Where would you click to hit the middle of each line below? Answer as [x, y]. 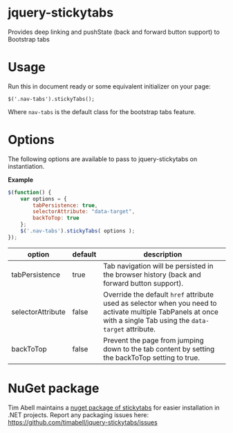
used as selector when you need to [160, 303]
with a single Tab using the [147, 320]
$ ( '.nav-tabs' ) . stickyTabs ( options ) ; [78, 231]
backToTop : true [56, 218]
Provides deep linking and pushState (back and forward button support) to [114, 32]
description [163, 254]
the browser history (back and [152, 275]
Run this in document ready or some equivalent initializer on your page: [109, 86]
